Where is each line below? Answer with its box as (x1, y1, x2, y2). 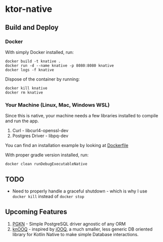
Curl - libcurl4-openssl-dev (12, 128, 68, 134)
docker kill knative (5, 86, 48, 91)
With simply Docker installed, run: (5, 49, 74, 55)
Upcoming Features (5, 208, 67, 216)
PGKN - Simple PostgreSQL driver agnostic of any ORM (12, 221, 126, 227)
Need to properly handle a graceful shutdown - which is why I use (12, 188, 148, 194)
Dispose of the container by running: (5, 76, 80, 82)
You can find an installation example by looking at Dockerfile (5, 143, 129, 148)
